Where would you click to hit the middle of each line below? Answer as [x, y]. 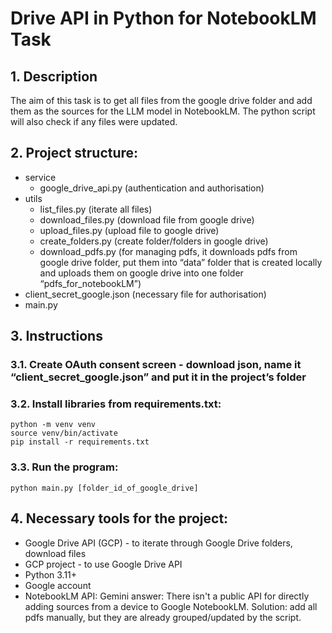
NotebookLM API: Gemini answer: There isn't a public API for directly [167, 596]
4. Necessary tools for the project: [119, 518]
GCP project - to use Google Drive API [103, 564]
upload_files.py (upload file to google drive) [129, 230]
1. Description [54, 76]
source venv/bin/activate [64, 433]
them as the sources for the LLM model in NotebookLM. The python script [163, 111]
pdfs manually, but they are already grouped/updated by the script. [163, 617]
